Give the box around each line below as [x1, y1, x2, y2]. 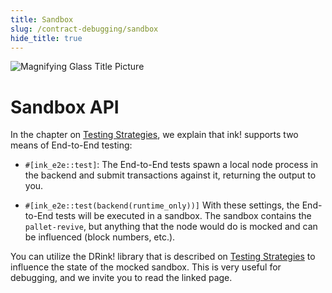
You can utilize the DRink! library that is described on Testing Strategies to [10, 251, 316, 263]
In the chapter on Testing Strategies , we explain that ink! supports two [10, 129, 299, 141]
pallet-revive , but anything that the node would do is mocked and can [24, 221, 318, 233]
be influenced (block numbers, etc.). [24, 231, 176, 243]
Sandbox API [10, 96, 120, 118]
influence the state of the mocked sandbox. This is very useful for [10, 261, 282, 273]
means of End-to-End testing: [10, 139, 133, 151]
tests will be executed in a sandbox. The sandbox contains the [55, 210, 312, 222]
